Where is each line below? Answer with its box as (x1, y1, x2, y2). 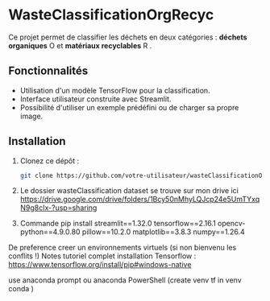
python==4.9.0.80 (19, 227, 81, 237)
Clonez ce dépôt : (19, 155, 80, 166)
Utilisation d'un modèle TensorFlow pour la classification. (19, 85, 211, 95)
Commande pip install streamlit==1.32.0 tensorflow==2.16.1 (19, 219, 216, 229)
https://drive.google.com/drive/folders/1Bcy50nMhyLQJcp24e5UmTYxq (19, 195, 260, 204)
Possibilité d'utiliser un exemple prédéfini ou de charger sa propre (19, 102, 239, 112)
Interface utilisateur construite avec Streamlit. (19, 94, 172, 104)
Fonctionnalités (8, 64, 89, 78)
